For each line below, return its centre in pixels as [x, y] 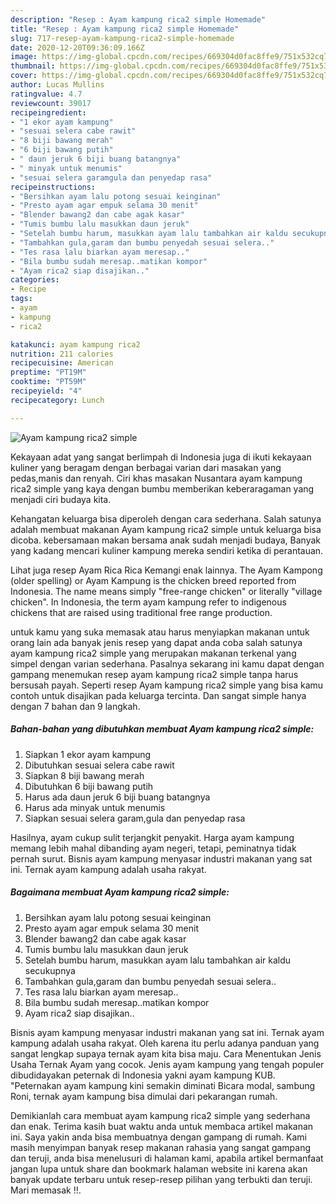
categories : [35, 280]
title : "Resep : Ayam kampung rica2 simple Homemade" [125, 29]
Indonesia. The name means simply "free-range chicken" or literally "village [166, 591]
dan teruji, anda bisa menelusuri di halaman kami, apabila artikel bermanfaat [167, 1158]
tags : [21, 299]
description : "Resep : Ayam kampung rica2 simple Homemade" [138, 19]
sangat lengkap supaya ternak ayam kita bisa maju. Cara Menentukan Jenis [166, 1053]
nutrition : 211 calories [62, 354]
